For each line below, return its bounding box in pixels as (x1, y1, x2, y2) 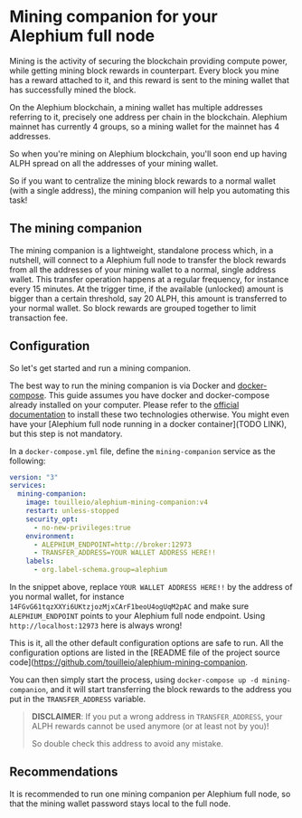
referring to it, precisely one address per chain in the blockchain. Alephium (9, 111, 288, 122)
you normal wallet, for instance (9, 591, 125, 603)
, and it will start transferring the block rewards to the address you (45, 684, 292, 695)
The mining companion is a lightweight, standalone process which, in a (9, 244, 274, 255)
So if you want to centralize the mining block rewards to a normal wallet (9, 175, 276, 186)
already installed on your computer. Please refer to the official (9, 399, 240, 410)
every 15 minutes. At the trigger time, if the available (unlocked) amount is (9, 283, 284, 294)
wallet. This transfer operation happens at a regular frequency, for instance (9, 273, 289, 284)
